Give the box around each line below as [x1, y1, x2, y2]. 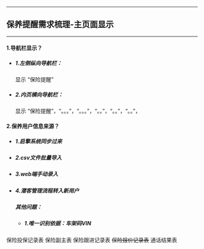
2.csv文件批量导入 [15, 154, 62, 161]
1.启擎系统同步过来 [15, 137, 63, 145]
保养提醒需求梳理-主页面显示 [6, 19, 114, 30]
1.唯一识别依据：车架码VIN [24, 220, 92, 227]
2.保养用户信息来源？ [6, 122, 59, 129]
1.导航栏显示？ [6, 44, 42, 52]
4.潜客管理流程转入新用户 [15, 186, 80, 194]
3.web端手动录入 [15, 171, 59, 178]
